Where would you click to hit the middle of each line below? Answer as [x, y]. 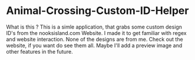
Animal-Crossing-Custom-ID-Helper [97, 11]
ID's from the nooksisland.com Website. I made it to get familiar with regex [96, 33]
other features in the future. [40, 51]
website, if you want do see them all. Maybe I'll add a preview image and [94, 45]
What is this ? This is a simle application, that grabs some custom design [94, 27]
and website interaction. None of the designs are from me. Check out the [95, 39]
